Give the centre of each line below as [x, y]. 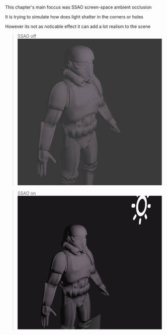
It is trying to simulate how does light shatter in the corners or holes [74, 17]
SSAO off [27, 36]
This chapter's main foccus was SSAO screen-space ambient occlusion [79, 7]
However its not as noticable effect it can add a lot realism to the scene [78, 26]
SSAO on [27, 193]
